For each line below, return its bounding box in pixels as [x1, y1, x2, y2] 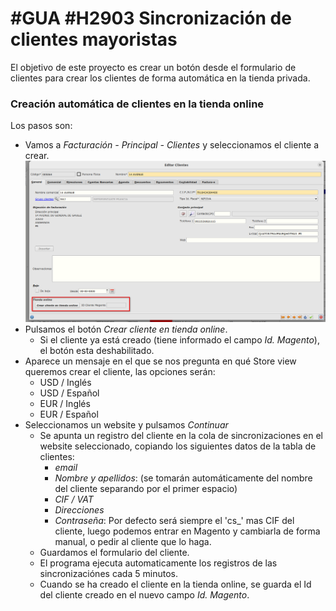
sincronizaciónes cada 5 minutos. [39, 567, 178, 579]
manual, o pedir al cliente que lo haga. [54, 535, 212, 547]
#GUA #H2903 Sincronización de [10, 7, 292, 30]
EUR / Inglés [39, 397, 91, 409]
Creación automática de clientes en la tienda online [10, 97, 265, 111]
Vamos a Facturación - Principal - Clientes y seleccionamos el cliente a [24, 139, 320, 151]
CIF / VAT [54, 493, 94, 505]
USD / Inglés [39, 376, 92, 388]
